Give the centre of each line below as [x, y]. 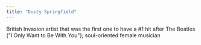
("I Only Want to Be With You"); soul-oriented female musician [84, 35]
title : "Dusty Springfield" [42, 12]
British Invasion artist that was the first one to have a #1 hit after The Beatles [101, 29]
